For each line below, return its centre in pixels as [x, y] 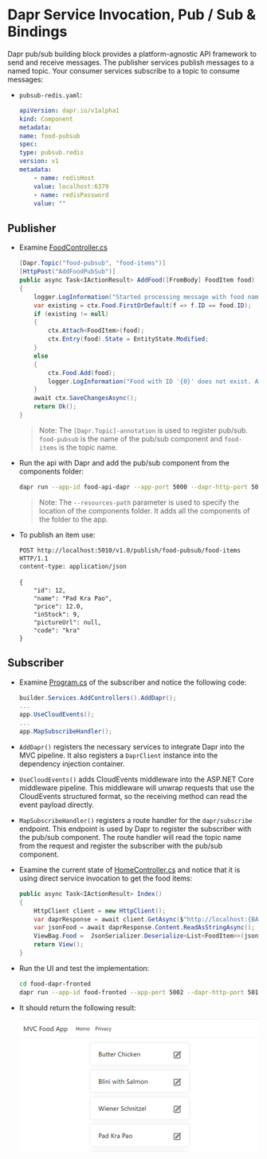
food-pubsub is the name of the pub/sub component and [131, 438]
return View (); [59, 945]
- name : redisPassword [71, 195]
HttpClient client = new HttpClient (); [100, 911]
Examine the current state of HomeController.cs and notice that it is [130, 869]
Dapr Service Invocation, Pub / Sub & [132, 15]
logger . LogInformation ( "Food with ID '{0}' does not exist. [150, 382]
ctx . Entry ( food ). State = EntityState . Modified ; [128, 339]
